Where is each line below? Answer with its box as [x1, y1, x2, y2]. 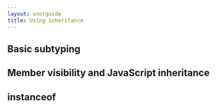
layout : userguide [7, 10, 61, 18]
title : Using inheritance [7, 17, 83, 24]
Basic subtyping [7, 43, 81, 55]
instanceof [7, 91, 57, 103]
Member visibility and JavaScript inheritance [7, 67, 210, 79]
